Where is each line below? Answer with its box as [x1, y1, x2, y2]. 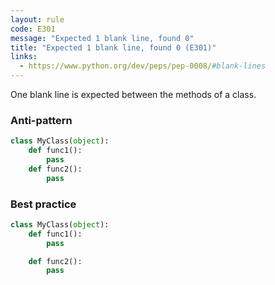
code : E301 [10, 24, 56, 34]
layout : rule [10, 14, 65, 25]
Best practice [10, 197, 77, 211]
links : [10, 52, 38, 62]
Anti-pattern [10, 113, 73, 127]
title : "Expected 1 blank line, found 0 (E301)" [10, 42, 217, 53]
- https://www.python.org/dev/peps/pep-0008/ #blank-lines [19, 61, 267, 71]
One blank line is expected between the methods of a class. [10, 89, 257, 100]
